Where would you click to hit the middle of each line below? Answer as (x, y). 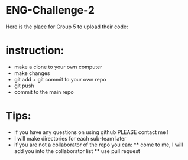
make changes (32, 73)
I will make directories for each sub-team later (70, 138)
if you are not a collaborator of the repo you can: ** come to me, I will (98, 145)
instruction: (35, 50)
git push (24, 86)
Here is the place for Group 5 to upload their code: (67, 27)
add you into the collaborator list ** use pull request (77, 151)
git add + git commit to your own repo (60, 79)
